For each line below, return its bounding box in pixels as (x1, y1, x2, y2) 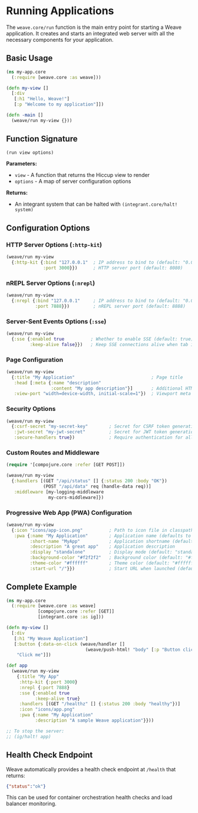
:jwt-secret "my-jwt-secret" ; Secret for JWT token (14, 429, 167, 435)
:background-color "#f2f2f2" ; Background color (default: (29, 555, 183, 561)
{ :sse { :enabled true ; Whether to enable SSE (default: (11, 336, 178, 342)
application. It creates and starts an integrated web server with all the (6, 29, 175, 37)
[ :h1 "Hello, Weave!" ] (14, 96, 70, 102)
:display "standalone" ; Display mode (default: (29, 549, 173, 555)
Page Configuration (6, 356, 64, 364)
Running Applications (6, 4, 114, 18)
